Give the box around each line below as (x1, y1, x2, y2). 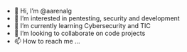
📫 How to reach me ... (14, 37, 80, 45)
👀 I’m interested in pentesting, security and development (14, 14, 180, 22)
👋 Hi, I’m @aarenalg (14, 7, 73, 15)
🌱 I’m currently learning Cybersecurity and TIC (14, 22, 151, 30)
